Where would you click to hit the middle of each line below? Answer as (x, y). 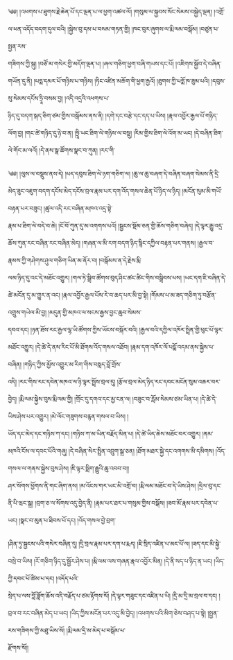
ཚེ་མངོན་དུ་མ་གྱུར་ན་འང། (34, 295)
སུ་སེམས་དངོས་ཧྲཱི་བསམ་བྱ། (35, 98)
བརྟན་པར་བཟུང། (25, 208)
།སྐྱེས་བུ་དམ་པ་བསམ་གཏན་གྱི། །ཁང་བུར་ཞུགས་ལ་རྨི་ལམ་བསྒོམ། (133, 29)
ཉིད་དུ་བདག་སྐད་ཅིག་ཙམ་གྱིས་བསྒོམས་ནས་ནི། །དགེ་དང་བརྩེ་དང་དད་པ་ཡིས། (87, 115)
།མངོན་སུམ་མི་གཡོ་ (202, 191)
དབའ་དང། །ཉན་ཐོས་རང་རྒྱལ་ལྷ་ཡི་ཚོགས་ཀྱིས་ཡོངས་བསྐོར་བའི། (73, 330)
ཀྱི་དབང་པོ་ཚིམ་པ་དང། (31, 578)
